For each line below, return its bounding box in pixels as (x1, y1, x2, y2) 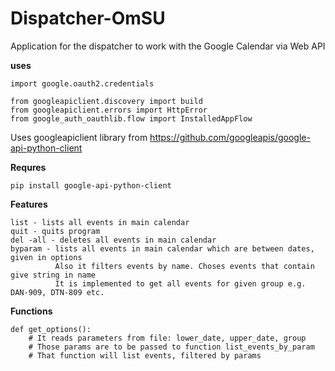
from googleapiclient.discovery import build (10, 96, 203, 106)
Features (10, 198, 48, 210)
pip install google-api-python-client (10, 180, 172, 191)
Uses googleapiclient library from (10, 131, 148, 143)
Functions (10, 305, 53, 317)
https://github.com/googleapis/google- (149, 131, 311, 143)
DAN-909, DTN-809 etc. (10, 287, 105, 297)
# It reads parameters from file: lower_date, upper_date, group (28, 333, 307, 343)
